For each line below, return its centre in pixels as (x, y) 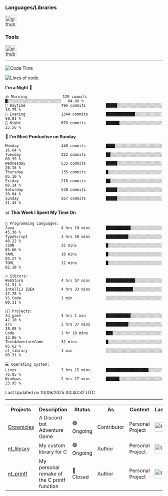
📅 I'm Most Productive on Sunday (40, 136)
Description (53, 409)
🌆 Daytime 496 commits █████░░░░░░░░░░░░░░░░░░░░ (84, 105)
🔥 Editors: (17, 276)
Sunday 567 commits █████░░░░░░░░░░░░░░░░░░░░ (84, 198)
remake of (51, 473)
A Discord (50, 417)
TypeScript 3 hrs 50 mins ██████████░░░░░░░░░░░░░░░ (84, 236)
